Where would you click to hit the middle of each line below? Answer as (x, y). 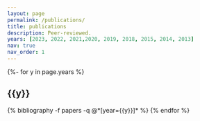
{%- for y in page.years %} (46, 72)
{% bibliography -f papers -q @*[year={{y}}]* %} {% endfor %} (99, 110)
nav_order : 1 (26, 53)
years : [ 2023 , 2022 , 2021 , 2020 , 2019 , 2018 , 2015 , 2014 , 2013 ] (101, 39)
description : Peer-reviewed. (49, 33)
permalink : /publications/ (46, 20)
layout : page (26, 13)
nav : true (22, 46)
